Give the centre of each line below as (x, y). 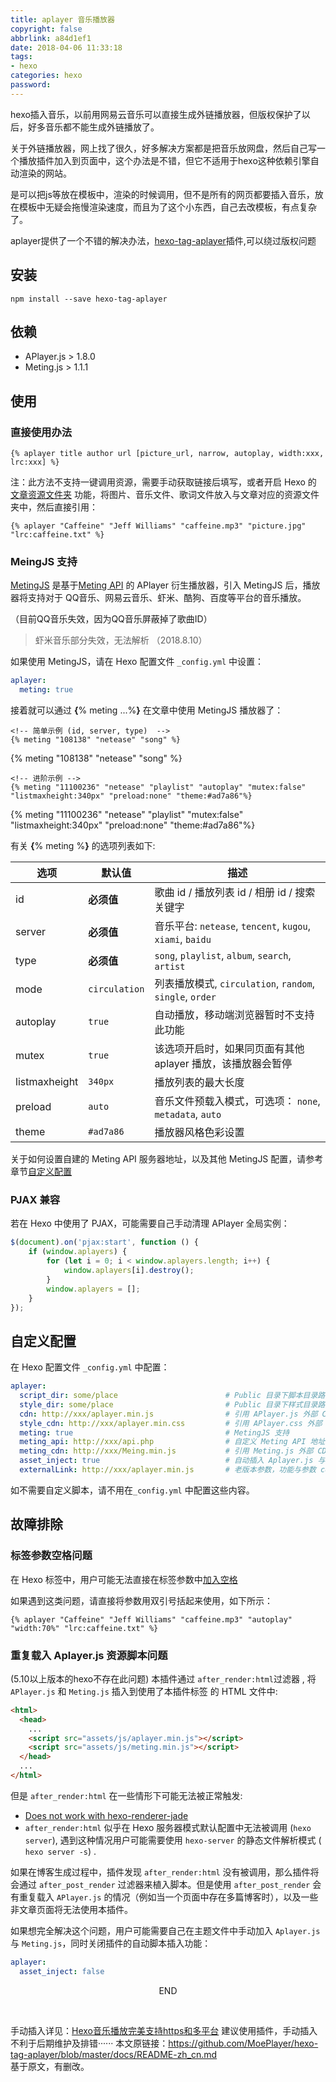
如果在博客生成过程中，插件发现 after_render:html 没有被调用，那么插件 (160, 1872)
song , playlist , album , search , (223, 956)
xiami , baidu (183, 939)
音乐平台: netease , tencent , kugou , (232, 926)
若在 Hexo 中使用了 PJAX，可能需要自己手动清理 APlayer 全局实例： (150, 1223)
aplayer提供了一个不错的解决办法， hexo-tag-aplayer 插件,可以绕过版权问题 (163, 240)
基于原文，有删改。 (50, 2066)
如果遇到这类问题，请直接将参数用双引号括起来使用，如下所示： (141, 1600)
